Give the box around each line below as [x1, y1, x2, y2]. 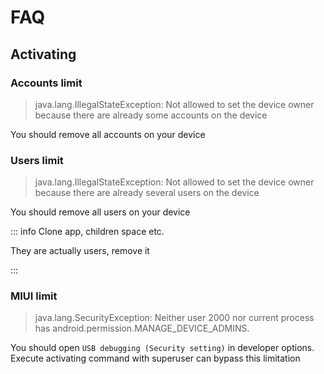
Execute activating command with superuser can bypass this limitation [10, 352, 301, 365]
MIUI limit [10, 289, 58, 303]
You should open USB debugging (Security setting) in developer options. [10, 342, 315, 354]
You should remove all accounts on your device [10, 128, 206, 140]
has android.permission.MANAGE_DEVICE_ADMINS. [34, 322, 250, 335]
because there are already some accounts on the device [34, 109, 268, 121]
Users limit [10, 153, 64, 167]
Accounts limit [10, 76, 83, 90]
